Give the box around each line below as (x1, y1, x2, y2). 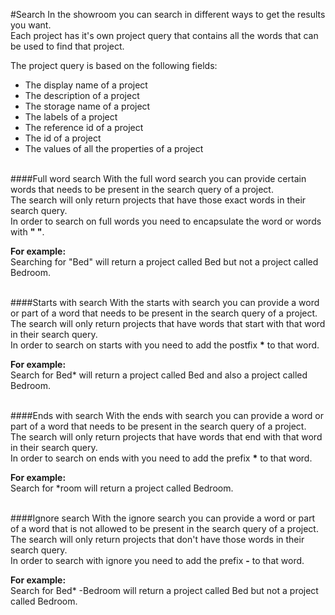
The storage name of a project (24, 100, 151, 112)
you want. (10, 19, 52, 31)
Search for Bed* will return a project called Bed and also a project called (10, 369, 308, 381)
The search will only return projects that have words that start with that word (10, 318, 326, 329)
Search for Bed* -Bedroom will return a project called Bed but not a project (10, 585, 319, 596)
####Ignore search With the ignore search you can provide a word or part (10, 512, 316, 524)
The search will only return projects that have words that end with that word (10, 431, 323, 443)
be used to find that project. (10, 40, 125, 52)
